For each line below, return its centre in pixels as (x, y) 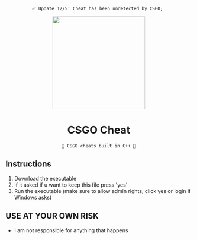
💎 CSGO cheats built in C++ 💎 (99, 146)
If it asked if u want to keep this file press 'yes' (71, 185)
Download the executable (45, 178)
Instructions (28, 164)
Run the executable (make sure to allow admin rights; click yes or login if (102, 191)
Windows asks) (33, 197)
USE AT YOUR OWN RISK (52, 216)
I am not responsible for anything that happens (71, 230)
